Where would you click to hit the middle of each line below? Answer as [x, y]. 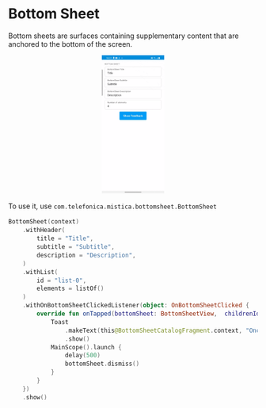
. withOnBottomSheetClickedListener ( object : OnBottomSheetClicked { [136, 306]
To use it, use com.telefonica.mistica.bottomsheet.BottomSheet [113, 206]
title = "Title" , [65, 238]
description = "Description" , [86, 255]
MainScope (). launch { [86, 347]
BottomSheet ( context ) [44, 222]
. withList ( [40, 272]
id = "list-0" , [62, 280]
